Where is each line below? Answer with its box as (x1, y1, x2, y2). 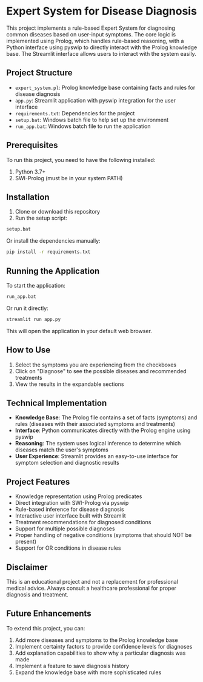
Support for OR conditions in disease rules (15, 544, 121, 552)
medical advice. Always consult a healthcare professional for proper (6, 584, 177, 592)
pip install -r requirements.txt (6, 249, 91, 255)
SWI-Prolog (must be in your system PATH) (15, 174, 123, 181)
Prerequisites (6, 140, 58, 150)
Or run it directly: (6, 305, 48, 312)
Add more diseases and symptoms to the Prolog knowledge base (15, 636, 178, 644)
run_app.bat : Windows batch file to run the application (15, 123, 151, 130)
